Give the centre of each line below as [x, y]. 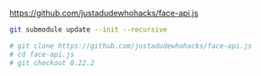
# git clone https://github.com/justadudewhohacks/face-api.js [131, 46]
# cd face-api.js [42, 54]
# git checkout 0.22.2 [52, 62]
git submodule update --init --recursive [89, 30]
